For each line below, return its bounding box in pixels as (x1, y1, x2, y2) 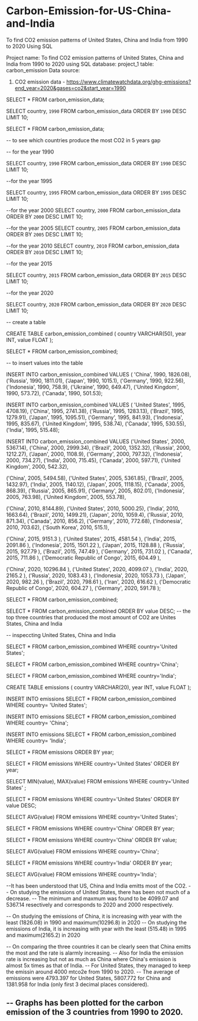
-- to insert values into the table (6, 359, 83, 366)
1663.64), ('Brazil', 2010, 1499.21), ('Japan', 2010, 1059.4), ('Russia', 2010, (6, 511, 184, 518)
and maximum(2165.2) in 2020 (6, 932, 81, 939)
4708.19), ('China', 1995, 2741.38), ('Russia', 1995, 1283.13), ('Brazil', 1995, (6, 407, 184, 414)
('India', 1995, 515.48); (6, 426, 60, 433)
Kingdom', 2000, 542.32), (6, 463, 69, 470)
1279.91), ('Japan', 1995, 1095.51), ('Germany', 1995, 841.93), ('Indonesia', (6, 414, 183, 421)
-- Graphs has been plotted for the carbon (6, 998, 164, 1008)
